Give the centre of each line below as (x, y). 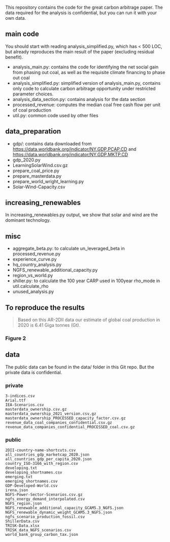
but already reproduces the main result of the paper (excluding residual (80, 52)
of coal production (32, 110)
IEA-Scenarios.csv (25, 405)
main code (22, 34)
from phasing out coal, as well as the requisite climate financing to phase (89, 72)
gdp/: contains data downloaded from (52, 144)
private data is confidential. (34, 372)
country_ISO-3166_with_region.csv (42, 464)
